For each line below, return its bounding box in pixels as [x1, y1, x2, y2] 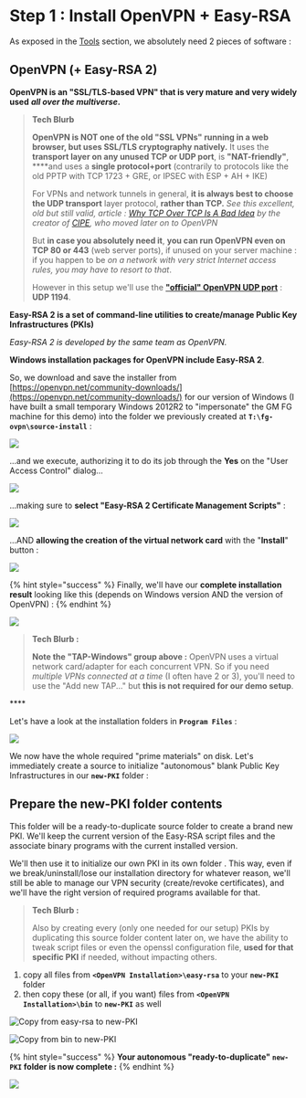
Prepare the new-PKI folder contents [9, 797, 223, 812]
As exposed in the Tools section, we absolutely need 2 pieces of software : [9, 36, 292, 47]
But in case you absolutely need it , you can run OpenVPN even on [31, 235, 286, 246]
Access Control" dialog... [9, 465, 103, 476]
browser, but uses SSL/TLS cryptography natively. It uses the [31, 141, 269, 152]
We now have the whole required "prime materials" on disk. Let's [9, 750, 254, 761]
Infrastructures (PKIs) [9, 319, 94, 330]
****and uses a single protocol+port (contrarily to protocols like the [31, 161, 290, 172]
